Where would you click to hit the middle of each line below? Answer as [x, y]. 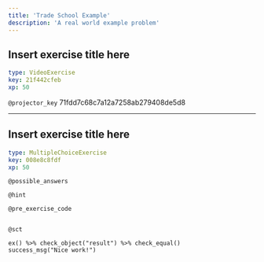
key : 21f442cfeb [35, 80]
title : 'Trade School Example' [59, 15]
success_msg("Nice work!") [52, 250]
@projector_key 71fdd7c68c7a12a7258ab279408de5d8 [97, 102]
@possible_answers [38, 182]
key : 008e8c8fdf [35, 160]
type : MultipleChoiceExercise [58, 153]
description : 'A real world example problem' [84, 23]
